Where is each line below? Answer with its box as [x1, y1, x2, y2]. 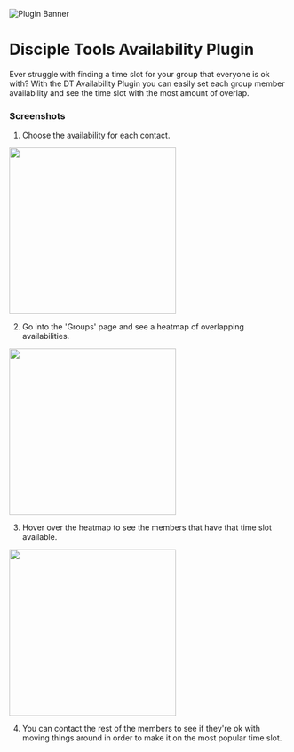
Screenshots [9, 109, 66, 122]
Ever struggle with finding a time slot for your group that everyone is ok [9, 68, 270, 79]
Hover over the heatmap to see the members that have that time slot [21, 522, 273, 533]
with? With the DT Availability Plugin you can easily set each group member [9, 78, 286, 89]
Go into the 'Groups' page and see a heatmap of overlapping [21, 321, 244, 332]
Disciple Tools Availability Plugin [9, 40, 255, 59]
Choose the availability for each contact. [21, 130, 171, 141]
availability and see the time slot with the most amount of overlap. [9, 87, 250, 98]
